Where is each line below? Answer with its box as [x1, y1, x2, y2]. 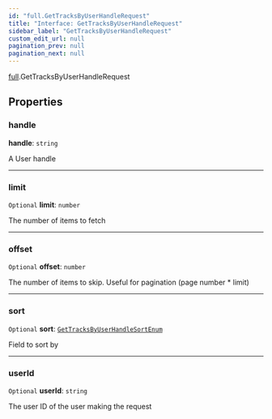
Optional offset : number [8, 262, 87, 271]
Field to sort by [8, 340, 59, 349]
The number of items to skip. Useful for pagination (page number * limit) [8, 277, 249, 288]
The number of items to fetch [8, 216, 106, 225]
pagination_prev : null [8, 42, 85, 50]
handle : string [8, 138, 58, 148]
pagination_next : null [8, 49, 85, 58]
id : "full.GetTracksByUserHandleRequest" [8, 11, 151, 20]
